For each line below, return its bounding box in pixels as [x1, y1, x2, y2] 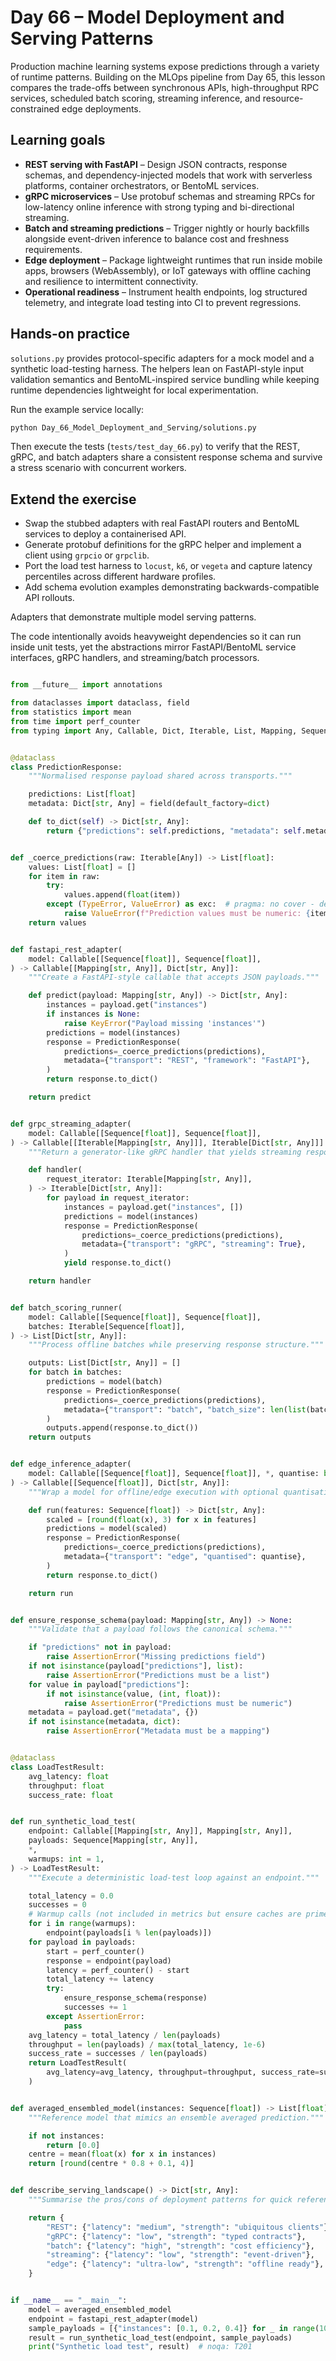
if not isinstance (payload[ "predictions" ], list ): [28, 1661, 244, 1671]
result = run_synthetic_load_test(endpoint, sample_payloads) [28, 2332, 293, 2343]
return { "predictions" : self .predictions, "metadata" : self [46, 826, 302, 836]
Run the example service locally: [10, 403, 145, 415]
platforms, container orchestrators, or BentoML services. [24, 179, 260, 191]
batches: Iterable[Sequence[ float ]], [28, 1321, 186, 1331]
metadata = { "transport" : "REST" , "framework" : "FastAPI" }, [63, 1056, 311, 1066]
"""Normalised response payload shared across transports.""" [28, 771, 293, 781]
